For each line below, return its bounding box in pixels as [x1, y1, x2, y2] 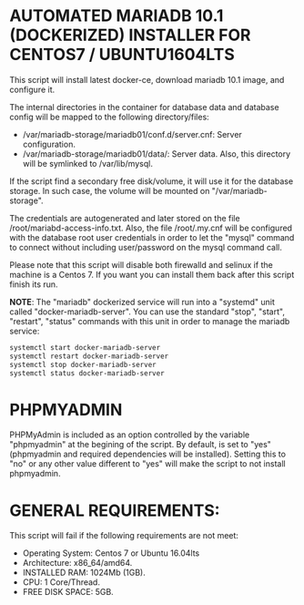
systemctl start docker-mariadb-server [9, 343, 161, 352]
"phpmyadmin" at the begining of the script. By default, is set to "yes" [9, 439, 271, 450]
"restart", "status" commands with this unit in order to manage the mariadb [9, 315, 290, 326]
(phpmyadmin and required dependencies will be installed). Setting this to [9, 448, 287, 460]
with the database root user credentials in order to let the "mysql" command [9, 231, 295, 242]
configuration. [22, 138, 76, 149]
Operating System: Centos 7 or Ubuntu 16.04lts [22, 548, 200, 559]
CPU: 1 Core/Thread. [22, 577, 100, 588]
